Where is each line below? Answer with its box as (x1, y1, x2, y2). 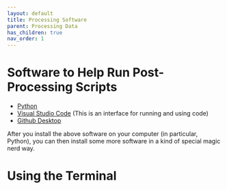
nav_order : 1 (7, 36, 44, 42)
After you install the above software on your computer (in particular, (7, 130, 198, 138)
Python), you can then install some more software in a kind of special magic (7, 137, 221, 146)
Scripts (75, 79, 118, 95)
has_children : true (7, 29, 63, 36)
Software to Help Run (7, 65, 130, 81)
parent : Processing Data (7, 23, 78, 29)
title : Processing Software (7, 16, 88, 23)
